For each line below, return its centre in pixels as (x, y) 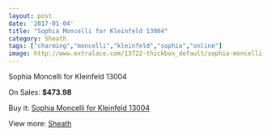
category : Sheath (38, 38)
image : (19, 53)
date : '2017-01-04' (41, 23)
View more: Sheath (40, 123)
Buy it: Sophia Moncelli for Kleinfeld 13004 (79, 108)
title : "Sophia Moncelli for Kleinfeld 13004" (88, 31)
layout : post (30, 16)
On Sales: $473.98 (40, 92)
